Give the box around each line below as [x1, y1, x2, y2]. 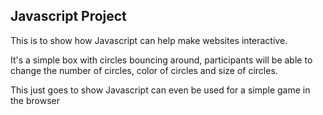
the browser [10, 94, 60, 106]
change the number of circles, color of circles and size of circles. [10, 64, 278, 76]
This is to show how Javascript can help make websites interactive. [10, 34, 288, 46]
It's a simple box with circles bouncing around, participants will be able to [10, 54, 313, 66]
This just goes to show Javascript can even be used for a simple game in [10, 84, 311, 96]
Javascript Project [10, 8, 127, 25]
